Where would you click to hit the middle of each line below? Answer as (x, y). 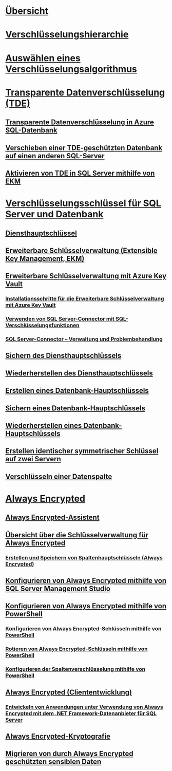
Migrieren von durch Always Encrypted (69, 754)
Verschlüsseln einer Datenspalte (59, 476)
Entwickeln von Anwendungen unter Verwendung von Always (84, 707)
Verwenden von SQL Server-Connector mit (60, 319)
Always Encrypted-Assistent (52, 518)
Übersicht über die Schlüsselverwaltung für (77, 535)
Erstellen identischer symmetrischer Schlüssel (82, 451)
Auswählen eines (43, 58)
